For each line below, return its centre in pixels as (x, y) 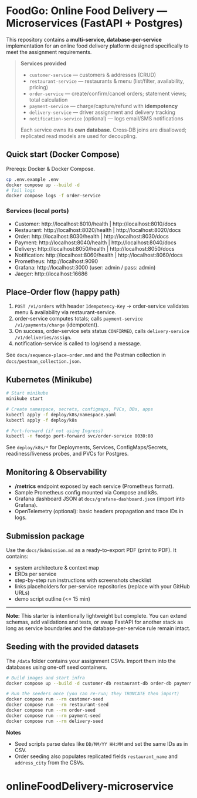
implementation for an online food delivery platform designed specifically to (97, 46)
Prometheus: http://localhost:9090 (56, 261)
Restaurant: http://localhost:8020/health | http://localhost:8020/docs (98, 230)
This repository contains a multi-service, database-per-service (84, 39)
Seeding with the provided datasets (72, 647)
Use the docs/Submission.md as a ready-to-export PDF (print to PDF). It (91, 550)
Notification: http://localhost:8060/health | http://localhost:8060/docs (98, 255)
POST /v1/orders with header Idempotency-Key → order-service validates (102, 306)
